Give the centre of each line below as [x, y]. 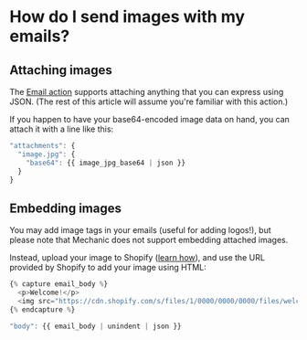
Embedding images [65, 208]
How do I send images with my [127, 17]
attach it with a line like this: [62, 129]
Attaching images [61, 70]
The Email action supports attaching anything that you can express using [147, 92]
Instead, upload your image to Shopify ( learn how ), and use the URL [137, 258]
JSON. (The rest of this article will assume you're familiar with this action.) [149, 101]
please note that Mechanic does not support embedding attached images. [149, 240]
